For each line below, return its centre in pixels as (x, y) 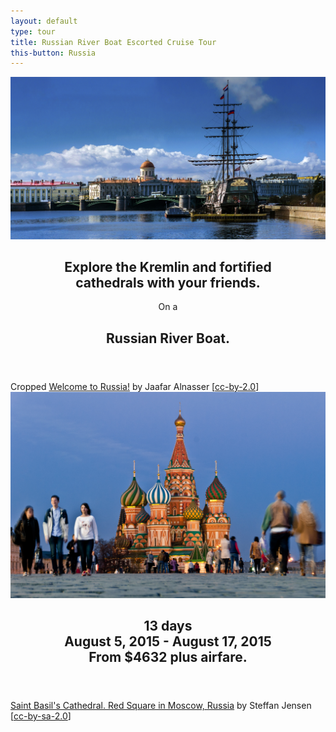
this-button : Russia (53, 53)
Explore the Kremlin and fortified (168, 267)
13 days (168, 625)
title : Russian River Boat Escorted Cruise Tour (113, 42)
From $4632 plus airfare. (168, 656)
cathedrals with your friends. (168, 283)
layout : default (44, 21)
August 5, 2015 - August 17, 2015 (168, 641)
